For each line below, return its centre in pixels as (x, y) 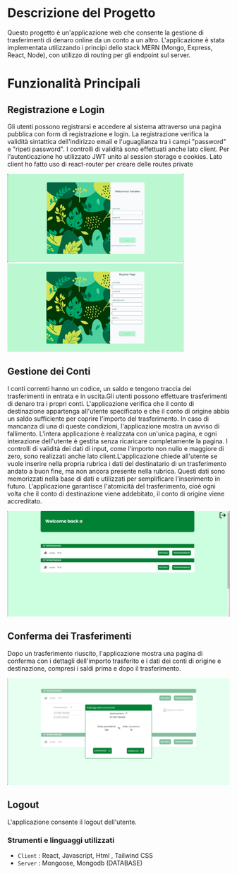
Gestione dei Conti (49, 372)
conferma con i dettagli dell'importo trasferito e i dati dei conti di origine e (114, 661)
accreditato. (25, 501)
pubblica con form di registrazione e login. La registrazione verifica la (108, 134)
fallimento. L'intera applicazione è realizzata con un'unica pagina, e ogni (112, 433)
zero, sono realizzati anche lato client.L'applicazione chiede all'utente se (113, 456)
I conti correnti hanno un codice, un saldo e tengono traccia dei (99, 388)
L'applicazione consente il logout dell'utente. (72, 822)
